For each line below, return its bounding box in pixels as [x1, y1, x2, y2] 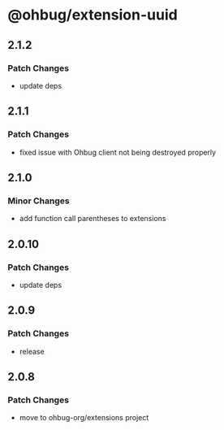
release [19, 346, 45, 356]
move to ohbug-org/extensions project [19, 413, 149, 423]
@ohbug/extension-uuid [7, 6, 178, 24]
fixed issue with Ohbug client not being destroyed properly [19, 147, 217, 157]
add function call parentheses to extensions [19, 214, 166, 224]
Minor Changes [7, 195, 70, 206]
